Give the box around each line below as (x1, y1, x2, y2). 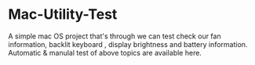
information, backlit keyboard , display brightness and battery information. (8, 39, 248, 49)
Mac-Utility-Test (8, 5, 118, 23)
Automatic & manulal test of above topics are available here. (8, 48, 202, 57)
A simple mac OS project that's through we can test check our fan (8, 31, 221, 41)
